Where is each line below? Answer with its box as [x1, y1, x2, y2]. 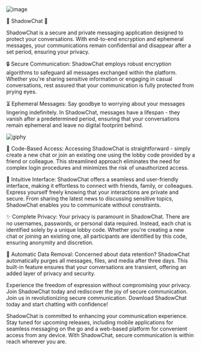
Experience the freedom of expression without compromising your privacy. [6, 282, 191, 288]
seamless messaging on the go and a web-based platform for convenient [6, 325, 188, 332]
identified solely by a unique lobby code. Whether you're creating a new [6, 226, 185, 233]
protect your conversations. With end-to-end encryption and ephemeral [6, 36, 184, 42]
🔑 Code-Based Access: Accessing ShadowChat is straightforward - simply [6, 145, 191, 152]
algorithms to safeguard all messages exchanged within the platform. [6, 69, 177, 76]
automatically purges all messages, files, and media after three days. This [6, 257, 188, 264]
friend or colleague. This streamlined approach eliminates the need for [6, 158, 181, 165]
